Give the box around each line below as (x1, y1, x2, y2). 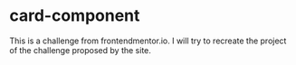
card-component (9, 5, 140, 26)
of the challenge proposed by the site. (9, 44, 152, 55)
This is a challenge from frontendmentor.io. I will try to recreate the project (9, 35, 287, 46)
